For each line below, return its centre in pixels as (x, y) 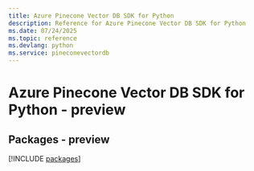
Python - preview (67, 110)
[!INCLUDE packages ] (45, 159)
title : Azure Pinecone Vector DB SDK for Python (91, 16)
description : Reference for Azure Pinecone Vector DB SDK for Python (127, 23)
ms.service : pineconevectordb (59, 53)
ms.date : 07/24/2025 (43, 31)
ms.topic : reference (43, 38)
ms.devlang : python (41, 46)
